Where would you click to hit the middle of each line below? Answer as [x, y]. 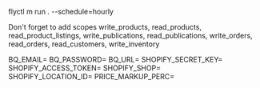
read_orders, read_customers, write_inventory [84, 44]
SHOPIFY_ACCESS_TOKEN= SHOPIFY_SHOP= [85, 68]
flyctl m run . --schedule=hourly [61, 12]
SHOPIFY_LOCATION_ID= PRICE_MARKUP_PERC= [92, 76]
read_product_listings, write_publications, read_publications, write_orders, [131, 36]
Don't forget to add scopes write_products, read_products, [105, 27]
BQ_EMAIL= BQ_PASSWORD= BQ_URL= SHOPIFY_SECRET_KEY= [116, 60]
